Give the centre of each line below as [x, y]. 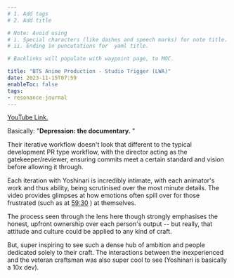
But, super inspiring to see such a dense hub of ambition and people [106, 245]
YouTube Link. [28, 117]
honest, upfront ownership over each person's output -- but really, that [110, 224]
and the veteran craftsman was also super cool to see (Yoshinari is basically [117, 260]
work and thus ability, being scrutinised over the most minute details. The [113, 188]
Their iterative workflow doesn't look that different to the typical [99, 145]
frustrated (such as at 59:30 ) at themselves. [72, 203]
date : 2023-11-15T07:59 [42, 78]
